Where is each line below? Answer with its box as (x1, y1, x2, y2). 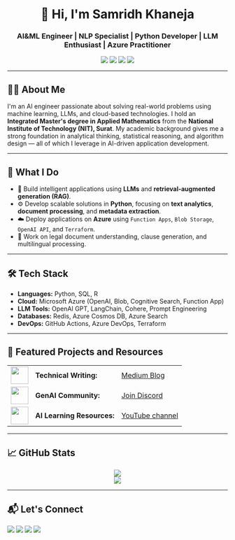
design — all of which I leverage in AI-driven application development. (7, 139, 210, 148)
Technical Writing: (35, 370, 98, 380)
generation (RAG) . (17, 192, 71, 201)
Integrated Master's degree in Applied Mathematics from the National (7, 117, 214, 125)
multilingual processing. (17, 240, 87, 248)
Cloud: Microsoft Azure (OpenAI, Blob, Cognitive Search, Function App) (17, 297, 225, 305)
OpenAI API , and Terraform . (17, 225, 96, 234)
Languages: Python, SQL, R (17, 290, 98, 298)
